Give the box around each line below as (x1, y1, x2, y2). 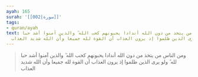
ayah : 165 (6, 8, 31, 15)
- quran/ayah (6, 24, 38, 31)
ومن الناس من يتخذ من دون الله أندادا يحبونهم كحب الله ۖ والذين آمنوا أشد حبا (20, 52, 187, 58)
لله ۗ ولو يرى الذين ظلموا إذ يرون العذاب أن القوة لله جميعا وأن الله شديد (20, 58, 177, 65)
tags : (6, 19, 19, 25)
